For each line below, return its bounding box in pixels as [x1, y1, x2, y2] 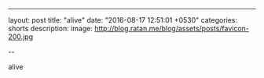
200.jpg [8, 32, 34, 41]
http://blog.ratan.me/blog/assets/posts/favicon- [93, 24, 250, 33]
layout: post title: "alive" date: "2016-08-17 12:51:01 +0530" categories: [8, 16, 238, 24]
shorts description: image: [8, 24, 93, 33]
